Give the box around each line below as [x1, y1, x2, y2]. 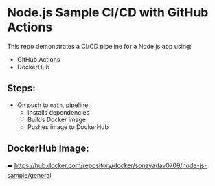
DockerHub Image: [7, 143, 89, 154]
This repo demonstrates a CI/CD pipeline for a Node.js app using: [7, 42, 192, 50]
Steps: [7, 82, 36, 94]
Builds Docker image [27, 115, 87, 124]
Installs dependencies [27, 108, 90, 116]
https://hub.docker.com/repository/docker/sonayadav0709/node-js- [14, 161, 207, 170]
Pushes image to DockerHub [27, 122, 109, 131]
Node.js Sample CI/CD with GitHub [7, 5, 209, 21]
